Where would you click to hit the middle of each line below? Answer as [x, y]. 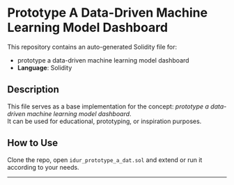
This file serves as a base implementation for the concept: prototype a [108, 106]
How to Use [33, 143]
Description [33, 89]
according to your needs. [43, 167]
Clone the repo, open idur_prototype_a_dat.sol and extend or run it [105, 160]
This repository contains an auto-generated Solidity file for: [92, 47]
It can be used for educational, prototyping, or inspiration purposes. [104, 121]
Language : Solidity [45, 67]
